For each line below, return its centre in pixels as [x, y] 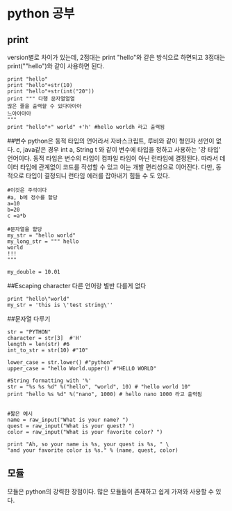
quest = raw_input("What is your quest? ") [71, 426]
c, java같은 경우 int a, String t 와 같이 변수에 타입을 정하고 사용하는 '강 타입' [118, 149]
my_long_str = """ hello [43, 242]
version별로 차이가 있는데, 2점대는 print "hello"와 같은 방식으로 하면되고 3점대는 [116, 57]
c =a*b [17, 216]
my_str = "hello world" [42, 235]
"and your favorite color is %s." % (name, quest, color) [93, 450]
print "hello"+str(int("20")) [51, 91]
